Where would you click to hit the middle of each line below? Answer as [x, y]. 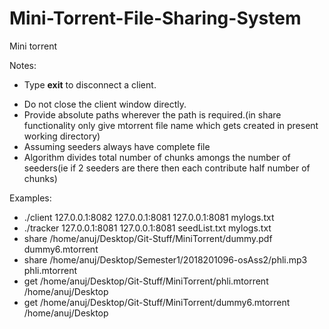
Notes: [23, 65]
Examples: [30, 198]
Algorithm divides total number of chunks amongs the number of [157, 157]
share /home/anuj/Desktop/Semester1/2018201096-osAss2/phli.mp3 [165, 259]
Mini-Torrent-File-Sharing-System [155, 18]
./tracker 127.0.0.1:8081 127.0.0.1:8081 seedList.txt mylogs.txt [147, 228]
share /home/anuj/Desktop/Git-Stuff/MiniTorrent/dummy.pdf [148, 238]
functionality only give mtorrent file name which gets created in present [171, 125]
